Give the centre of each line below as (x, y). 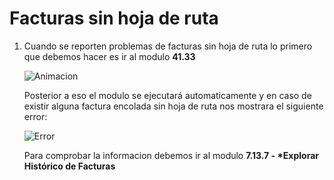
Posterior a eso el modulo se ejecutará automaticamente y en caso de (167, 95)
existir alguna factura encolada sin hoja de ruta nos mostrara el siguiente (173, 106)
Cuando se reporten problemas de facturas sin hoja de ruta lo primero (168, 46)
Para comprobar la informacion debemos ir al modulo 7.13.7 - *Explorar (171, 155)
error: (35, 116)
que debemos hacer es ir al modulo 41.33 (109, 56)
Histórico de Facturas (69, 166)
